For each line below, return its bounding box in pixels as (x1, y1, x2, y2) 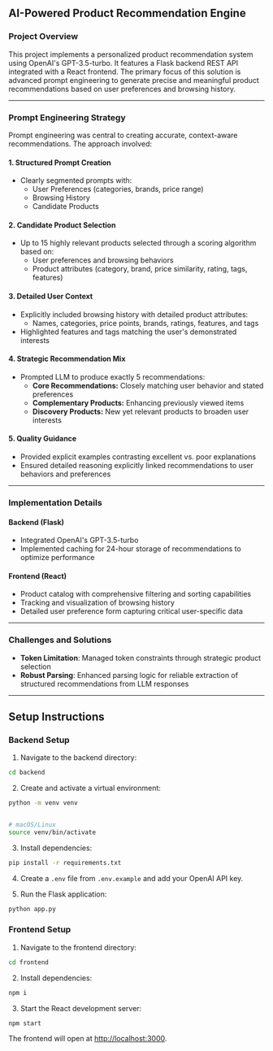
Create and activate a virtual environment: (19, 784, 161, 793)
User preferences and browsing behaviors (32, 255, 174, 265)
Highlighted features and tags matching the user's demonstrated (19, 327, 237, 337)
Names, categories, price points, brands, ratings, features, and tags (32, 318, 259, 328)
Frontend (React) (8, 571, 67, 580)
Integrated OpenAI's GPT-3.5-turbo (19, 536, 139, 545)
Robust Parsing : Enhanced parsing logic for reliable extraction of (19, 670, 238, 680)
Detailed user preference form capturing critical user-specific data (19, 606, 244, 616)
